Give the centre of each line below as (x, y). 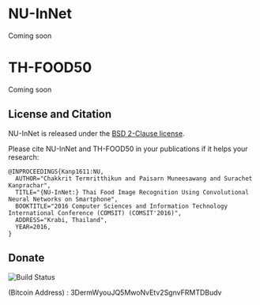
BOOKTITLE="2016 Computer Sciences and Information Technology (121, 206)
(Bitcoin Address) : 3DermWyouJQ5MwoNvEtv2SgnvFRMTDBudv (115, 292)
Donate (26, 258)
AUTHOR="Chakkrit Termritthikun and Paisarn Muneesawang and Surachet (134, 179)
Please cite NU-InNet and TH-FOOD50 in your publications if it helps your (128, 149)
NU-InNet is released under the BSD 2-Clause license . (96, 133)
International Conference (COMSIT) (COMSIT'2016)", (95, 213)
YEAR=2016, (33, 227)
